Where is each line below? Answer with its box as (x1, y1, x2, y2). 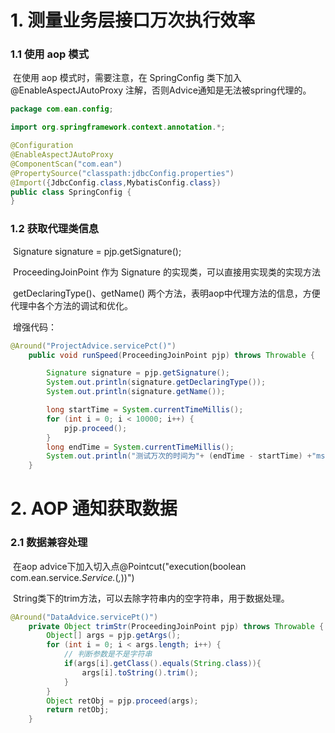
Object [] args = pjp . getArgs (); (46, 631, 182, 641)
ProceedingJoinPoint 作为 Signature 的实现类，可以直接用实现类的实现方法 (12, 266, 321, 278)
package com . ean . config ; (10, 104, 114, 115)
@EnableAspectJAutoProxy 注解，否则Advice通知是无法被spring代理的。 (10, 84, 312, 96)
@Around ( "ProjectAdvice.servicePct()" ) (10, 341, 177, 351)
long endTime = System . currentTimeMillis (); (46, 442, 235, 452)
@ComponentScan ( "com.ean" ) (10, 159, 123, 169)
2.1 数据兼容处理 (10, 536, 88, 550)
